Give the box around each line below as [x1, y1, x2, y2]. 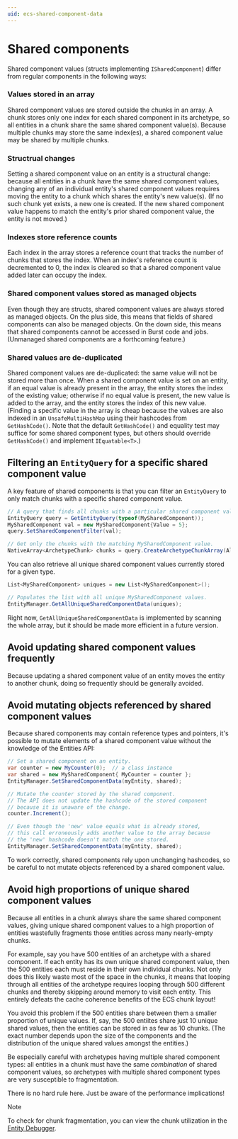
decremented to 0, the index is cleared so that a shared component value [7, 263, 221, 272]
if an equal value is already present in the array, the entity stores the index [7, 384, 224, 392]
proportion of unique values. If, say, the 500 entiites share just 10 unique [7, 1016, 218, 1024]
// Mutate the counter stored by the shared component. [7, 790, 176, 798]
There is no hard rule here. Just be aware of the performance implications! [7, 1089, 225, 1097]
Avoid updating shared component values [7, 642, 196, 654]
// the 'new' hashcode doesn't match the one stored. [7, 837, 170, 844]
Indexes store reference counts [7, 232, 118, 242]
